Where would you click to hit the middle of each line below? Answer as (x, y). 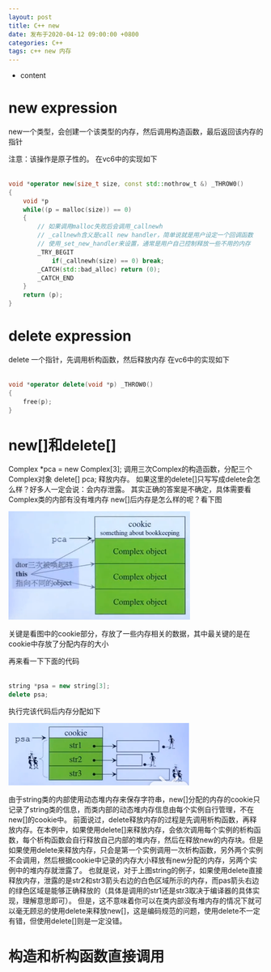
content (33, 75)
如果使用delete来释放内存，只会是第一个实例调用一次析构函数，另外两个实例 (135, 850)
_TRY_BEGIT (56, 252)
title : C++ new (34, 26)
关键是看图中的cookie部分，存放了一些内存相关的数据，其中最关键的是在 (129, 634)
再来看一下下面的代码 (44, 662)
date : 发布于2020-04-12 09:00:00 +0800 (74, 34)
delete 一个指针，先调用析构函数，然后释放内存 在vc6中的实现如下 (119, 360)
